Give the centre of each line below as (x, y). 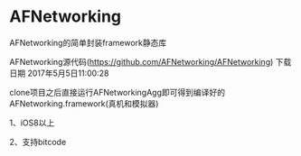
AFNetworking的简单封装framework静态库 (88, 42)
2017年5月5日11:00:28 (68, 73)
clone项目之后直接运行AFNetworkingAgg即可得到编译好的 (118, 92)
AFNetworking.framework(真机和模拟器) (84, 103)
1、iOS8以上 (32, 123)
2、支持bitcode (38, 142)
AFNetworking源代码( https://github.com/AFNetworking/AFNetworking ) (141, 61)
